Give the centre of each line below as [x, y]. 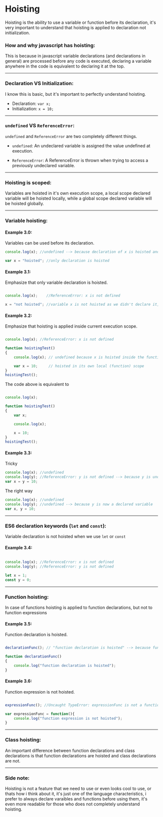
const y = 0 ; [18, 580]
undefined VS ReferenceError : [40, 126]
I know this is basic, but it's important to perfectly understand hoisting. [76, 94]
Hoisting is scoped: [28, 182]
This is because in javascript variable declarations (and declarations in [75, 56]
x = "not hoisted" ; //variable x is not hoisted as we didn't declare [78, 305]
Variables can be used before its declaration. [50, 243]
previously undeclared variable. [43, 165]
